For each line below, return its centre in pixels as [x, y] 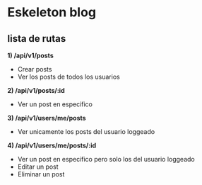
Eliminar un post [41, 174]
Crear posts [35, 69]
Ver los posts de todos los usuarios [69, 77]
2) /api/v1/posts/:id [36, 90]
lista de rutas [37, 39]
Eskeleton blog [52, 12]
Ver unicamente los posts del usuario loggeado [86, 131]
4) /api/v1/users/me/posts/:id [52, 145]
